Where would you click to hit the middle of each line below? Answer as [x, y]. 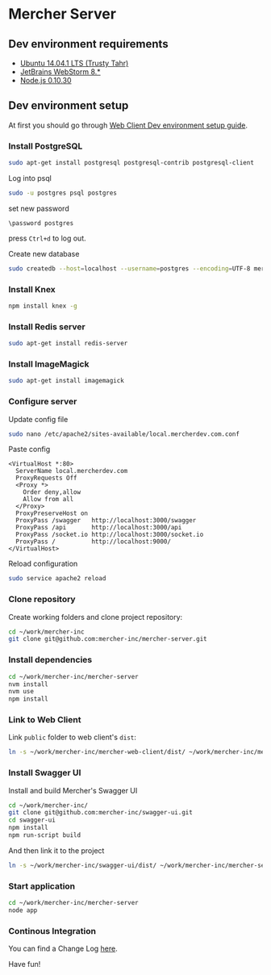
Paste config [29, 450]
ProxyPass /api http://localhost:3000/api [99, 528]
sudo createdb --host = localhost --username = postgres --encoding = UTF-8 [129, 268]
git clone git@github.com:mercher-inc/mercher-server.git [108, 639]
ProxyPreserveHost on [52, 513]
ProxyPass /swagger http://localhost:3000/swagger [106, 521]
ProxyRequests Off [47, 478]
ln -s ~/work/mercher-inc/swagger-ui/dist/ [83, 865]
